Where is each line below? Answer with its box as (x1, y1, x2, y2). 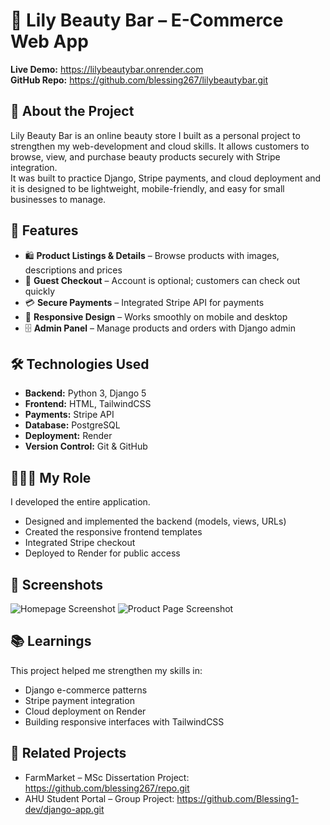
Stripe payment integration (24, 694, 135, 706)
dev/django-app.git (24, 803, 105, 815)
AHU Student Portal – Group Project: (24, 792, 175, 804)
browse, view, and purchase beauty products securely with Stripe (10, 150, 281, 163)
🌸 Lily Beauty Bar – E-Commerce (10, 9, 284, 32)
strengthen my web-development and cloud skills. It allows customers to (10, 140, 310, 152)
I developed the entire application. (10, 496, 151, 508)
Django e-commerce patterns (24, 684, 148, 696)
